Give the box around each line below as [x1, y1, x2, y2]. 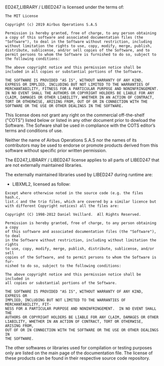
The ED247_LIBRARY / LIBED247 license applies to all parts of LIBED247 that [5, 157, 160, 163]
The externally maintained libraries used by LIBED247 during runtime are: [5, 172, 153, 178]
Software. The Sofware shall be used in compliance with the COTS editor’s [5, 122, 156, 128]
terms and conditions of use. [5, 128, 63, 134]
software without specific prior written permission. [5, 148, 107, 153]
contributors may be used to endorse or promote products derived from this [5, 142, 158, 148]
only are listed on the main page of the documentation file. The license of [5, 350, 153, 356]
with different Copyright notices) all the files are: [5, 204, 119, 208]
